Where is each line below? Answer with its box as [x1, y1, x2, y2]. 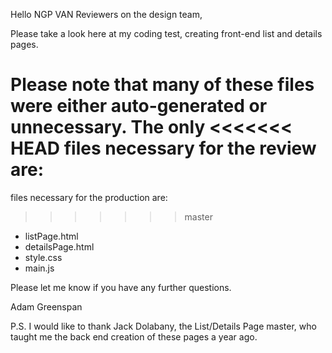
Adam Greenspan [10, 300, 83, 313]
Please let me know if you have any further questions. [10, 281, 232, 293]
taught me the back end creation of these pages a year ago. [10, 330, 258, 343]
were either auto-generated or [10, 95, 268, 118]
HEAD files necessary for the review [10, 137, 317, 160]
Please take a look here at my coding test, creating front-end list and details [10, 28, 323, 39]
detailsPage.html [24, 240, 95, 253]
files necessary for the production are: [10, 191, 168, 203]
